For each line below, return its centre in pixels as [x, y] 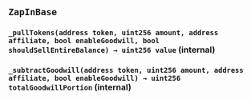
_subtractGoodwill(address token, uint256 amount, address [126, 70]
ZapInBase [33, 12]
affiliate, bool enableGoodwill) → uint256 [95, 78]
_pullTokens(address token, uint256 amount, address [113, 33]
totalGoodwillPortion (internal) [70, 87]
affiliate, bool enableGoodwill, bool [84, 41]
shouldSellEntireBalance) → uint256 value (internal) [112, 50]
